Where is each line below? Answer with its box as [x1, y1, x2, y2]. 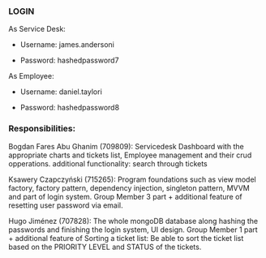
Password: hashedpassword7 [19, 55, 119, 66]
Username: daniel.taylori [19, 87, 103, 97]
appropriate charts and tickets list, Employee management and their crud [8, 150, 252, 160]
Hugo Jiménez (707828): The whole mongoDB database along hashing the [8, 216, 258, 226]
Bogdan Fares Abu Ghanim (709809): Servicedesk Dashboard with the [8, 141, 245, 151]
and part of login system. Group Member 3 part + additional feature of [8, 191, 242, 201]
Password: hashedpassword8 [19, 103, 120, 113]
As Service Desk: [8, 24, 66, 34]
